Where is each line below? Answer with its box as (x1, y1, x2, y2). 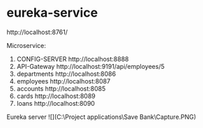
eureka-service (6, 5, 98, 21)
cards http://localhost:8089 (16, 92, 96, 100)
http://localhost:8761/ (6, 28, 68, 36)
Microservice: (6, 41, 46, 49)
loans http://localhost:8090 (16, 99, 96, 107)
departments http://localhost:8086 (16, 70, 116, 78)
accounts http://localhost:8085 (16, 84, 106, 93)
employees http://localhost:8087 (16, 77, 111, 85)
